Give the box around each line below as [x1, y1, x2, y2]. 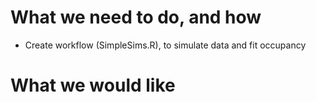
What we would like [10, 74, 176, 97]
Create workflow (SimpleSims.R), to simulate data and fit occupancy [24, 39, 307, 51]
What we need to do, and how [10, 6, 262, 29]
